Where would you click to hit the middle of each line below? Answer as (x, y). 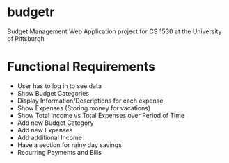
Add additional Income (49, 137)
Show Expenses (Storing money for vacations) (84, 108)
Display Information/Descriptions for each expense (90, 101)
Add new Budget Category (55, 123)
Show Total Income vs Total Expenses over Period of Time (101, 115)
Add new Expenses (45, 130)
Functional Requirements (81, 67)
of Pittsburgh (26, 38)
